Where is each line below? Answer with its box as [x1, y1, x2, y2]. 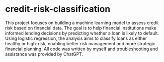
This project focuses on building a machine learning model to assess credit [5, 20, 159, 26]
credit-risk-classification [5, 3, 111, 15]
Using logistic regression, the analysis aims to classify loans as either [5, 35, 147, 41]
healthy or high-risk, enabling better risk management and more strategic [5, 40, 156, 46]
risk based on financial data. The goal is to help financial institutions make [5, 25, 157, 31]
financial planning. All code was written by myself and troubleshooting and [5, 46, 158, 52]
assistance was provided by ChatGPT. [5, 51, 83, 57]
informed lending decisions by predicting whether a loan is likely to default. [5, 30, 159, 36]
